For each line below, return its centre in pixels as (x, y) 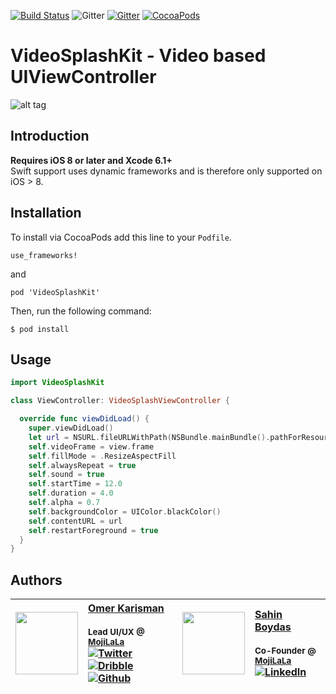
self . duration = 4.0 (71, 493)
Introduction (50, 136)
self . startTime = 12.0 (75, 484)
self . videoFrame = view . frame (91, 446)
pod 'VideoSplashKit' (55, 292)
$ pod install (40, 329)
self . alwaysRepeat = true (82, 465)
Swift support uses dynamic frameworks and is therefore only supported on (166, 171)
